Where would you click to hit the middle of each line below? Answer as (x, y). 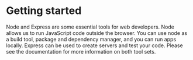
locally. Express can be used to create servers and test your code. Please (94, 45)
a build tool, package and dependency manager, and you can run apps (91, 39)
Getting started (44, 11)
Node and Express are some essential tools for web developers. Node (90, 27)
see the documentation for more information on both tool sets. (81, 51)
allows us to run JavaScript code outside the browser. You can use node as (97, 33)
